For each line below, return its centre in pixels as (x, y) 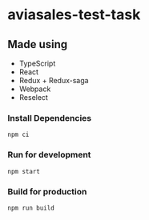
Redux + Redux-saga (54, 80)
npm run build (31, 208)
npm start (24, 171)
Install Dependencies (50, 118)
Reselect (34, 97)
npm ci (18, 135)
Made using (38, 44)
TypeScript (37, 63)
